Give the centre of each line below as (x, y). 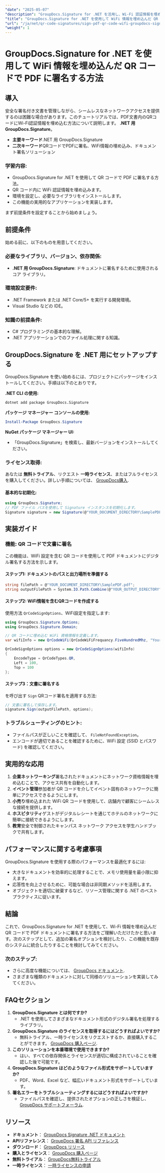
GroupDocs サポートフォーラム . (52, 1105)
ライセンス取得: (24, 462)
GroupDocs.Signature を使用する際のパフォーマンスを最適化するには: (75, 862)
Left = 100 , (26, 663)
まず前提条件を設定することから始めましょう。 (52, 212)
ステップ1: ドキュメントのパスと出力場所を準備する (57, 574)
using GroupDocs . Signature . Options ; (42, 622)
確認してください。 (47, 747)
